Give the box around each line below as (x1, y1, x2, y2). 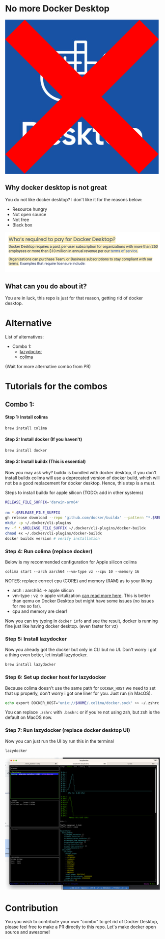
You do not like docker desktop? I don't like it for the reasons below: (5, 196, 142, 202)
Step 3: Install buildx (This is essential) (5, 458, 86, 464)
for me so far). (12, 603, 42, 609)
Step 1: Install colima (5, 414, 48, 420)
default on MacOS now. (5, 714, 53, 720)
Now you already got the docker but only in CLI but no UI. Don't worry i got (5, 647, 157, 653)
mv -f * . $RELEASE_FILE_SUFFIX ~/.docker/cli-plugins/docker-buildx (5, 526, 146, 531)
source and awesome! (5, 929, 50, 935)
